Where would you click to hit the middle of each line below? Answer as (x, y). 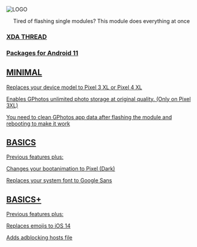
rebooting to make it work (38, 123)
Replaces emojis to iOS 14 (38, 226)
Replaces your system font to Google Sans (59, 180)
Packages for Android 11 (42, 53)
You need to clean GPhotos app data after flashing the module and (89, 117)
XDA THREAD (27, 36)
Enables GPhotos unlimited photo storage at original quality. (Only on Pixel (99, 99)
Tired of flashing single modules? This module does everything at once (102, 21)
